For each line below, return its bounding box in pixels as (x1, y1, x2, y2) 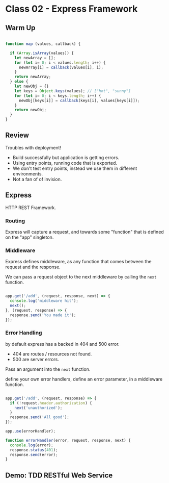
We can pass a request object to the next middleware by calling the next (5, 274, 157, 280)
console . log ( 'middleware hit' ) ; (10, 298, 79, 303)
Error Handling (5, 329, 42, 337)
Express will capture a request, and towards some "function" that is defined (5, 228, 164, 235)
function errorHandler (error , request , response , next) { (5, 438, 131, 443)
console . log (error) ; (10, 442, 53, 448)
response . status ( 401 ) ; (10, 447, 58, 452)
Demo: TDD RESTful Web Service (5, 471, 113, 479)
